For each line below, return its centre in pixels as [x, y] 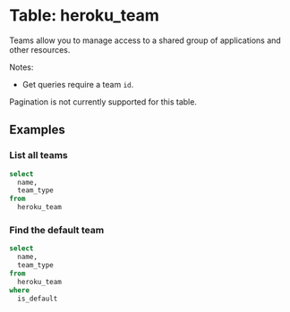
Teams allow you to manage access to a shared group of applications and [145, 40]
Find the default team [57, 230]
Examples [37, 130]
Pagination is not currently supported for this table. [103, 101]
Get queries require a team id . [78, 84]
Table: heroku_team [84, 16]
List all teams [39, 156]
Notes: [21, 67]
